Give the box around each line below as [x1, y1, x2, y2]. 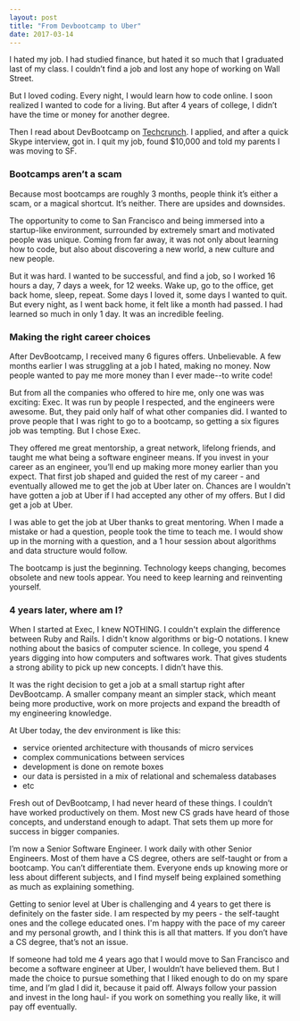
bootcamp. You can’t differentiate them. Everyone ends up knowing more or [9, 863, 288, 874]
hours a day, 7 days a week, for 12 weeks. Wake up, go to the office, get [9, 280, 274, 290]
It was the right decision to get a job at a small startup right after [9, 680, 246, 690]
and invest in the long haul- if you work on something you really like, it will [9, 992, 281, 1003]
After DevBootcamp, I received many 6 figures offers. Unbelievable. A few [9, 350, 281, 362]
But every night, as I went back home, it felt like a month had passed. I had [9, 298, 284, 309]
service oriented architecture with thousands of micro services [21, 742, 254, 753]
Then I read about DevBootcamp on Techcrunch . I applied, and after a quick [9, 127, 288, 138]
